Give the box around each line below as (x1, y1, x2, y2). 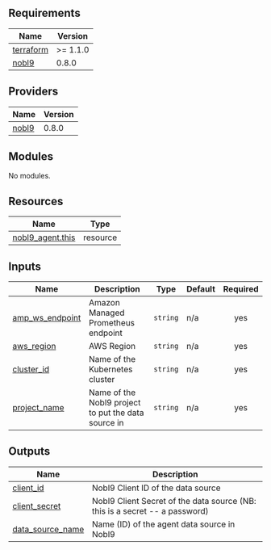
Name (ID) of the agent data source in (91, 519, 236, 530)
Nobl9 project (88, 397, 141, 409)
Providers (8, 85, 59, 99)
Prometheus (88, 317, 135, 329)
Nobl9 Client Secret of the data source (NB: (91, 495, 256, 506)
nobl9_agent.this (12, 232, 76, 243)
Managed (88, 307, 125, 318)
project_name (12, 402, 65, 414)
